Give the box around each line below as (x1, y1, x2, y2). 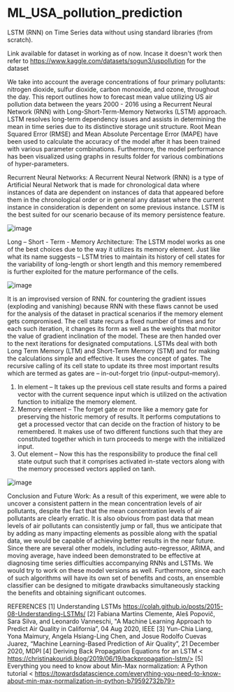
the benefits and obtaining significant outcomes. (7, 588, 147, 597)
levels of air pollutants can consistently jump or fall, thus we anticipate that (7, 521, 222, 530)
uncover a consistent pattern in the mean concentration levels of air (7, 499, 203, 508)
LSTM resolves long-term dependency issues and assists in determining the (7, 114, 226, 123)
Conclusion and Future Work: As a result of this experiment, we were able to (7, 491, 226, 500)
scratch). (7, 35, 34, 43)
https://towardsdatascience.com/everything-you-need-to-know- (34, 669, 221, 677)
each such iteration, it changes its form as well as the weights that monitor (7, 324, 221, 332)
